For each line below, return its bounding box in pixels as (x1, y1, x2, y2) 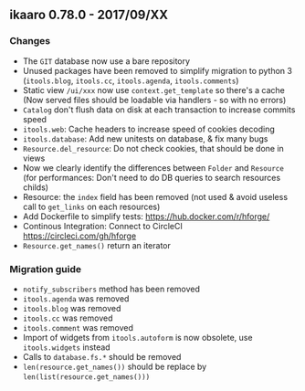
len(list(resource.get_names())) (22, 372, 151, 382)
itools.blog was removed (22, 302, 121, 313)
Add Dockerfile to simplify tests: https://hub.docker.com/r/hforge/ (22, 210, 270, 222)
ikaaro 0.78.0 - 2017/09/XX (9, 7, 169, 23)
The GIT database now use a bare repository (22, 55, 190, 67)
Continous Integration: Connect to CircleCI (22, 220, 183, 231)
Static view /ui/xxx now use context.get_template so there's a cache (22, 84, 286, 95)
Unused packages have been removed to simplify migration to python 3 (22, 65, 292, 76)
